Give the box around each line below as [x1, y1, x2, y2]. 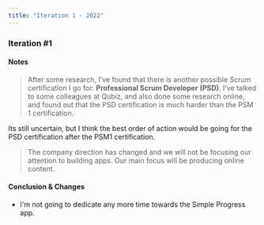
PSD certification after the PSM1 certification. [8, 132, 156, 141]
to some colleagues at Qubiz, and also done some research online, [27, 92, 245, 101]
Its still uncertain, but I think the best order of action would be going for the [8, 123, 253, 133]
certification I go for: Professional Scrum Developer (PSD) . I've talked [27, 83, 257, 92]
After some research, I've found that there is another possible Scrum [27, 74, 251, 84]
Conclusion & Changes [8, 182, 85, 192]
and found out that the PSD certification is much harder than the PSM [27, 99, 254, 109]
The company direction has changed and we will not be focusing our [27, 147, 251, 156]
